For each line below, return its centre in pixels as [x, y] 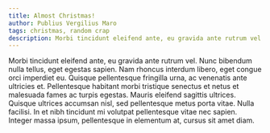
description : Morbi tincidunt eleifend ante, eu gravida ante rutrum [128, 38]
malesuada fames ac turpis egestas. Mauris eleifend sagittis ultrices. [122, 95]
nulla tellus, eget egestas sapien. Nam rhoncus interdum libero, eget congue [135, 70]
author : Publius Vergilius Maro [62, 23]
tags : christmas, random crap [59, 30]
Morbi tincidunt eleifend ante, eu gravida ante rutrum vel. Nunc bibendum [130, 61]
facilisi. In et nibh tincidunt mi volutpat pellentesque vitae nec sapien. [123, 112]
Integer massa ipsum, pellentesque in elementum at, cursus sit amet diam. [132, 120]
